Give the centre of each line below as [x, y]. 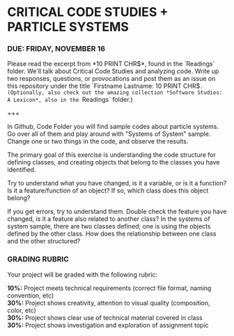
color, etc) [22, 310]
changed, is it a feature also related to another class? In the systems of [109, 219]
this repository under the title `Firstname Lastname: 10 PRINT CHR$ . [105, 86]
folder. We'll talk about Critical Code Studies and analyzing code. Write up [113, 71]
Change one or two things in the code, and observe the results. [98, 142]
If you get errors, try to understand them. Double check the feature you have [117, 212]
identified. [22, 170]
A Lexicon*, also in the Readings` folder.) [70, 100]
